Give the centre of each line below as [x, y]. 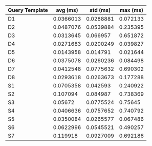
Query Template [28, 10]
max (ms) [131, 10]
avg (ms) [67, 10]
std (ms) [100, 10]
